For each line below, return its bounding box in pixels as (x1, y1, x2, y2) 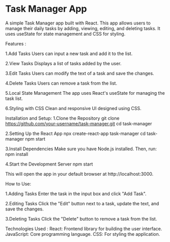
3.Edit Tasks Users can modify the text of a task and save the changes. (5, 70, 154, 76)
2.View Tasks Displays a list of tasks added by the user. (5, 60, 122, 66)
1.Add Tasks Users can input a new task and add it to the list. (5, 50, 133, 57)
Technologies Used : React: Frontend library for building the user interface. (5, 225, 162, 232)
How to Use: (5, 180, 32, 186)
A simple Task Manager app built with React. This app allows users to (5, 20, 151, 26)
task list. (5, 95, 23, 101)
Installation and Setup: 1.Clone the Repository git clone (5, 115, 120, 121)
